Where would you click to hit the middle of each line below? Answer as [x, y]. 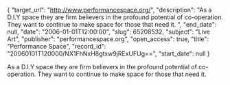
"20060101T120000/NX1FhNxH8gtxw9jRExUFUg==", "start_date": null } [109, 53]
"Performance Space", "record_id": [57, 46]
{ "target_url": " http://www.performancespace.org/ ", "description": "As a [110, 10]
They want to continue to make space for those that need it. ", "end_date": [112, 24]
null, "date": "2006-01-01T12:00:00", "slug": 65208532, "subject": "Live [109, 32]
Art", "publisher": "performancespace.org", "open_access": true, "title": [108, 39]
